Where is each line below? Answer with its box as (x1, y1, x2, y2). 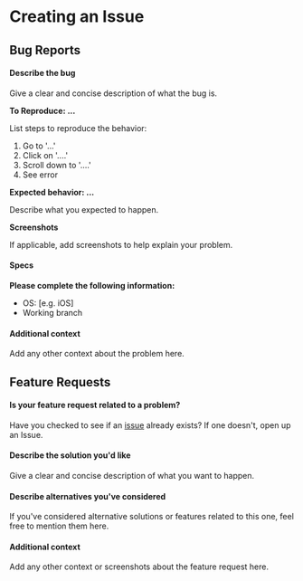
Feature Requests (9, 374, 111, 390)
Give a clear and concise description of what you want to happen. (9, 470, 255, 481)
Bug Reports (9, 43, 81, 58)
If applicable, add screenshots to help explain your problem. (9, 239, 233, 250)
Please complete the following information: (9, 280, 175, 290)
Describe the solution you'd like (9, 450, 131, 461)
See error (22, 169, 59, 180)
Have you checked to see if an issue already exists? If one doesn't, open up (9, 419, 291, 431)
